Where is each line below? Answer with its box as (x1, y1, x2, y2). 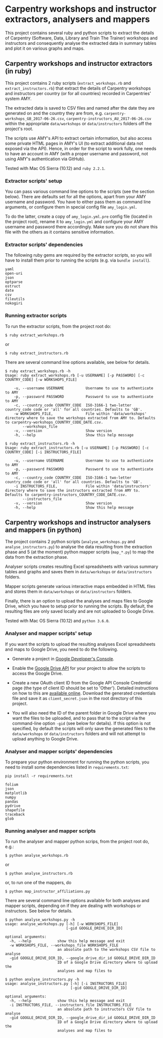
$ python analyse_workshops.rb (5, 853, 69, 858)
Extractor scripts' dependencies (5, 241, 83, 248)
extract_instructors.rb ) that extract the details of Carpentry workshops (5, 85, 151, 91)
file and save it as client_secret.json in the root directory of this (12, 695, 143, 701)
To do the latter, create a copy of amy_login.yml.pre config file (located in (5, 213, 152, 220)
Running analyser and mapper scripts (5, 827, 96, 834)
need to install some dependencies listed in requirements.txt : (5, 764, 129, 770)
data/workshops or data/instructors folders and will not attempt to (12, 731, 145, 736)
